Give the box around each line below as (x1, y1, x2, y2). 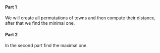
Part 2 (5, 31, 18, 37)
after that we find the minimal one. (5, 20, 75, 26)
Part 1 (5, 4, 17, 10)
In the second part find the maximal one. (5, 43, 88, 49)
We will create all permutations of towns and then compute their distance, (5, 15, 156, 21)
